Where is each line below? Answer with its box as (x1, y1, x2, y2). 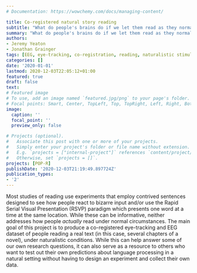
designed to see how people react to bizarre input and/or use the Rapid (6, 199, 179, 206)
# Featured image (6, 90, 49, 96)
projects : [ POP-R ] (6, 161, 51, 166)
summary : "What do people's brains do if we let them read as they (6, 30, 175, 36)
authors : (6, 36, 28, 42)
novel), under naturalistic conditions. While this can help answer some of (6, 237, 182, 243)
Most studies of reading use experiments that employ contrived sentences (6, 193, 186, 200)
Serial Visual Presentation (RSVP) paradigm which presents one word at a (6, 206, 184, 212)
